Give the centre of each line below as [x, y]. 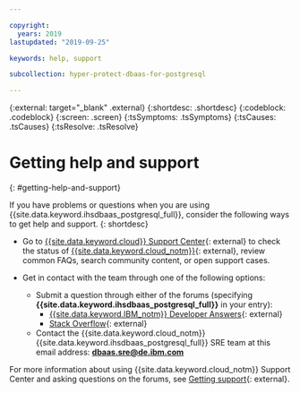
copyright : [30, 25]
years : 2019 [40, 34]
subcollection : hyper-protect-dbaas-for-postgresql [107, 74]
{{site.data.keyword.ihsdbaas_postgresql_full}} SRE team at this [153, 343]
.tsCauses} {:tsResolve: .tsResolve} [74, 127]
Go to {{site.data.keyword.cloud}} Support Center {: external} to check [151, 242]
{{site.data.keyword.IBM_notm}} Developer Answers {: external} [166, 314]
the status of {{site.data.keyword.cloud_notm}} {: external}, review [144, 251]
